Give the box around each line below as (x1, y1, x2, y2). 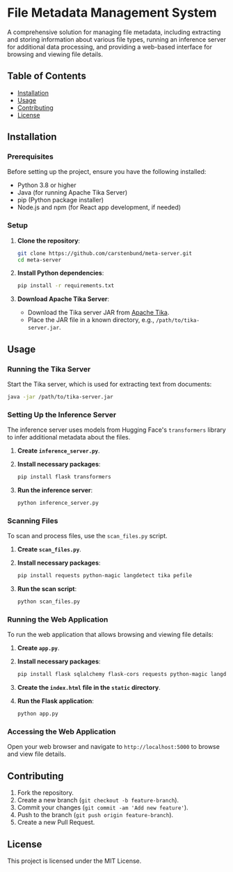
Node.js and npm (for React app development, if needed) (17, 203, 182, 211)
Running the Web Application (7, 614, 109, 624)
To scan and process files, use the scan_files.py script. (7, 532, 168, 540)
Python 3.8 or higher (17, 181, 77, 189)
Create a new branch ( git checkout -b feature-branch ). (17, 796, 179, 805)
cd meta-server (17, 256, 62, 264)
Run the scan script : (17, 585, 77, 593)
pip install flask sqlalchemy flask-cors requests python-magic (17, 671, 208, 678)
